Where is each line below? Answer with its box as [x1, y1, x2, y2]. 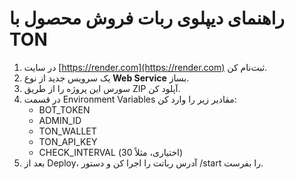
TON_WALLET [38, 125, 97, 137]
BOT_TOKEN [38, 103, 91, 116]
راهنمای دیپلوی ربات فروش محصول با [9, 7, 285, 30]
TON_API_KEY [38, 135, 98, 147]
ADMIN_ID [38, 114, 82, 126]
